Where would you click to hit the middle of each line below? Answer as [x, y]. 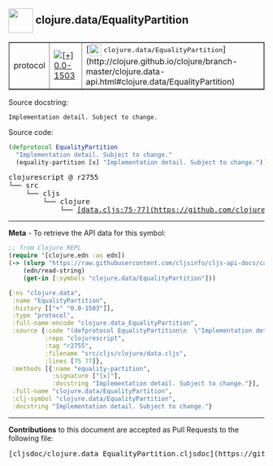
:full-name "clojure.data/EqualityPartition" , [92, 391]
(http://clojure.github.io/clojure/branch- [162, 61]
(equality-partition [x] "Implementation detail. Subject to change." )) [141, 162]
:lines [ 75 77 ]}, [74, 361]
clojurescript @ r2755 [54, 177]
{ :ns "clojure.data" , [45, 293]
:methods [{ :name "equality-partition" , [81, 368]
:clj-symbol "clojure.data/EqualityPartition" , [94, 399]
